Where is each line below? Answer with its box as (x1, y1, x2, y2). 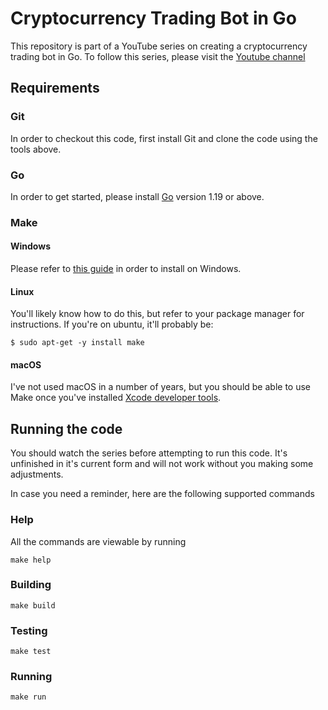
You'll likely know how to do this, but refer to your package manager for (10, 308, 305, 320)
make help (10, 555, 52, 565)
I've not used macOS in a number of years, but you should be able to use (10, 381, 311, 393)
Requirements (10, 80, 100, 97)
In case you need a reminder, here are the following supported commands (10, 488, 315, 500)
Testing (10, 623, 48, 637)
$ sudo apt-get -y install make (10, 338, 145, 348)
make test (10, 647, 52, 657)
